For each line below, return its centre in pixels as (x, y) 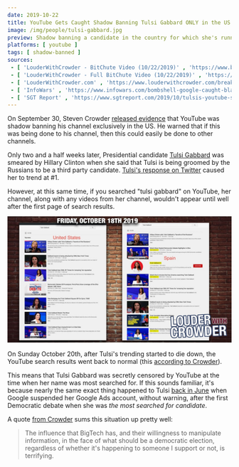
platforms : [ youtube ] (43, 45)
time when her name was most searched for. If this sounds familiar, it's (111, 382)
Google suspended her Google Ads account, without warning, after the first (118, 397)
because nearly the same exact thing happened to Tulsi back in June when (117, 390)
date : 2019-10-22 (33, 15)
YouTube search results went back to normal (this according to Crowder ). (115, 361)
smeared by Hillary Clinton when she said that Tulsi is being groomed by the (119, 163)
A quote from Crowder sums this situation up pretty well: (90, 419)
